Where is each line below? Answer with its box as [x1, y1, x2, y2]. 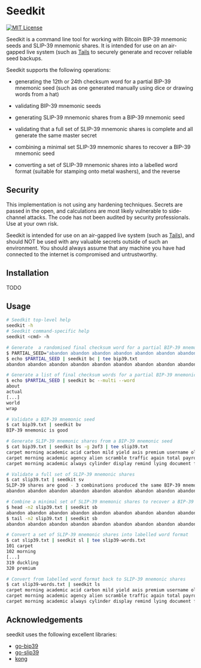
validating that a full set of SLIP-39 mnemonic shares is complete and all [14, 125, 193, 132]
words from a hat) [14, 90, 59, 98]
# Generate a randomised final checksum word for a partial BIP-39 [6, 344, 181, 351]
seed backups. [6, 54, 43, 62]
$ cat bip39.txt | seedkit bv [6, 422, 82, 428]
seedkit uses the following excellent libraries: [6, 630, 117, 638]
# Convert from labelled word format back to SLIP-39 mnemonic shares [6, 576, 186, 582]
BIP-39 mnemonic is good [6, 427, 68, 433]
